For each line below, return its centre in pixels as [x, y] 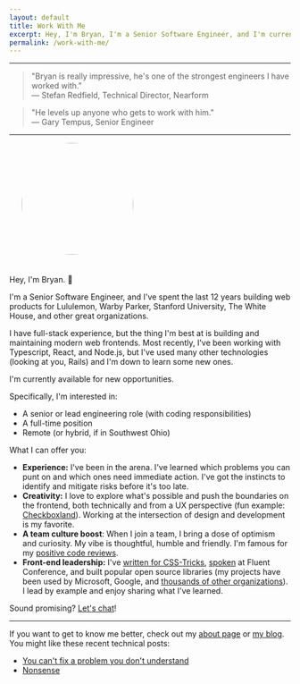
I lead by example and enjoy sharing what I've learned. [122, 591]
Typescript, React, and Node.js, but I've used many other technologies [139, 352]
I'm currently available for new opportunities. [92, 379]
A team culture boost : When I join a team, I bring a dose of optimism [149, 534]
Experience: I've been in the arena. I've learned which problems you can [156, 468]
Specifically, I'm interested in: [63, 397]
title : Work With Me [48, 26]
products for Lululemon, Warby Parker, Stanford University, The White [137, 307]
